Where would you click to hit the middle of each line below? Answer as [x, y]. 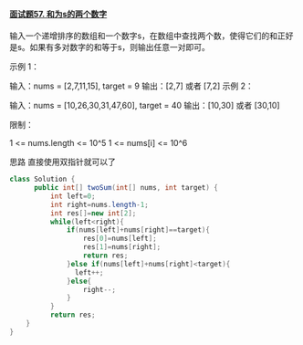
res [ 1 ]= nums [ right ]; [122, 247]
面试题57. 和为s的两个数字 [58, 14]
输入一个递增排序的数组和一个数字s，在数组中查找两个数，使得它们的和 [144, 36]
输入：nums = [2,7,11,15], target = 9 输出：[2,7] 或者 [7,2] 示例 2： [131, 86]
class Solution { [42, 179]
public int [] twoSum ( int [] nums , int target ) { [126, 188]
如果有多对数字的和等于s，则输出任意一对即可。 [120, 47]
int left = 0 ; [73, 196]
